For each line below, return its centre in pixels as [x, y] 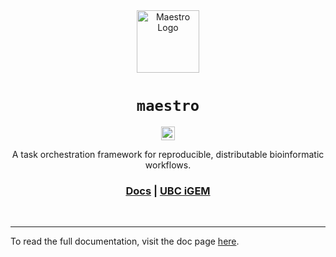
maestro [168, 106]
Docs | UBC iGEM [168, 191]
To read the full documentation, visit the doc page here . [125, 241]
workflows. [168, 165]
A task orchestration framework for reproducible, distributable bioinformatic [168, 154]
